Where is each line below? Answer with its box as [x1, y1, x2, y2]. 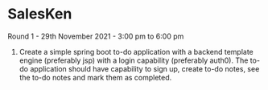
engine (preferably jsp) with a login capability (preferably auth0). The [19, 55, 249, 65]
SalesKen [7, 5, 72, 23]
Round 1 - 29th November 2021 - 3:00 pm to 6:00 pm [7, 31, 184, 41]
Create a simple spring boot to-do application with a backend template [19, 47, 254, 56]
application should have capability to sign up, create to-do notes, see [30, 63, 260, 73]
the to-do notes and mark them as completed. [19, 72, 172, 82]
